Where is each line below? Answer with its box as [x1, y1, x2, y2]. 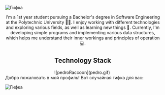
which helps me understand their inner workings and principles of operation [5, 35, 160, 41]
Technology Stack [54, 56, 111, 65]
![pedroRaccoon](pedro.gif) [54, 69, 110, 75]
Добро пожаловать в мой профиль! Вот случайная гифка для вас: [5, 74, 144, 80]
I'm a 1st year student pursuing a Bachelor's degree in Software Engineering [5, 14, 160, 20]
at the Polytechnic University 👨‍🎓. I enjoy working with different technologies [5, 20, 160, 25]
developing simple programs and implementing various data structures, [10, 30, 155, 35]
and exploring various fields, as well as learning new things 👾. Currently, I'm [5, 24, 160, 30]
